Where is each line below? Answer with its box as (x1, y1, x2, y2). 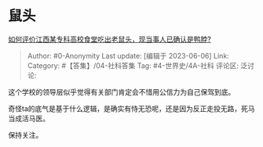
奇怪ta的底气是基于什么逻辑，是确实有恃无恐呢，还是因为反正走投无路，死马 (8, 103, 255, 113)
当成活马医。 (8, 113, 49, 123)
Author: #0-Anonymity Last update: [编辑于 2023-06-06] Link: (27, 51, 229, 60)
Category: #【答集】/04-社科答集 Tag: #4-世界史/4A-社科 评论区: (27, 60, 239, 70)
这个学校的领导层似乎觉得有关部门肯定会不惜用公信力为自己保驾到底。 (8, 87, 236, 96)
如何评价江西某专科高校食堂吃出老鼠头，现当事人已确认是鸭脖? (8, 34, 212, 44)
